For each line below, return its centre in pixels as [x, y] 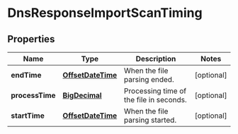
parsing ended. [149, 79]
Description [156, 59]
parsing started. [150, 120]
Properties [31, 39]
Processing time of [155, 91]
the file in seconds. [155, 100]
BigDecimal [82, 95]
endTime [26, 75]
